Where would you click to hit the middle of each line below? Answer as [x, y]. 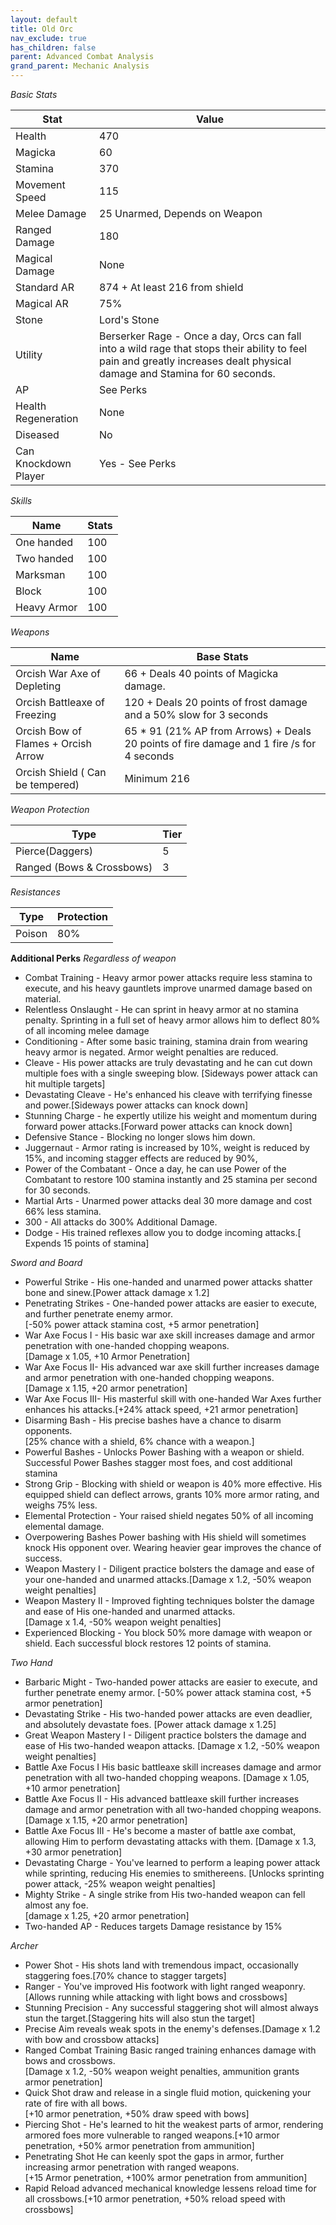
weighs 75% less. [61, 1505]
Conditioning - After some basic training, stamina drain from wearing [166, 1041]
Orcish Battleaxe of [60, 702]
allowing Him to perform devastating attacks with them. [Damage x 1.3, [170, 1841]
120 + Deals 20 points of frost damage [216, 702]
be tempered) [47, 784]
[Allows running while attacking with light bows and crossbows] [156, 1997]
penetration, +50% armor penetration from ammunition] [139, 2145]
